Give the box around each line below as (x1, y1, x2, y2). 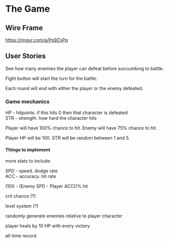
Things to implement (5, 146, 50, 152)
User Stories (5, 52, 46, 60)
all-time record (5, 233, 37, 239)
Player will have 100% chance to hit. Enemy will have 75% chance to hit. (5, 125, 157, 131)
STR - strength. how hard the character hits (5, 115, 97, 121)
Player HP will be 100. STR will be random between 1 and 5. (5, 135, 130, 141)
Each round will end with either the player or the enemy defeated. (5, 85, 143, 91)
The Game (5, 3, 50, 15)
